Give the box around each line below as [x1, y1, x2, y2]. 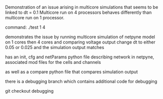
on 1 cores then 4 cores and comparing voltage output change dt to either [5, 39, 156, 45]
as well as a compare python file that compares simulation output [5, 69, 138, 75]
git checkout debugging [5, 88, 54, 94]
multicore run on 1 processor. [5, 15, 65, 20]
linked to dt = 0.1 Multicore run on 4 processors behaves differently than [5, 9, 152, 15]
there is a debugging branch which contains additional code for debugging [5, 79, 157, 84]
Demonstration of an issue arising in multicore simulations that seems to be [5, 4, 159, 10]
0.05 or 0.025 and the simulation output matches [5, 45, 105, 50]
